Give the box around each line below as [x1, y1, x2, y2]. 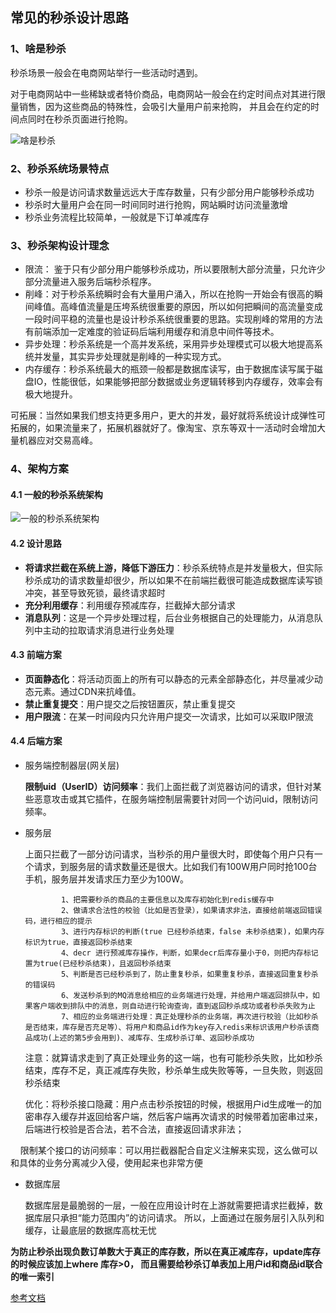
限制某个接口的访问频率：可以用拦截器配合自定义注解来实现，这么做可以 [19, 1144, 318, 1157]
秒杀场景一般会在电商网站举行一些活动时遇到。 [10, 66, 203, 78]
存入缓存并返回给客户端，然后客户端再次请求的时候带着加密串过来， [42, 1111, 323, 1123]
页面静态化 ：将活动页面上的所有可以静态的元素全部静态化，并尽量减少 [24, 673, 315, 685]
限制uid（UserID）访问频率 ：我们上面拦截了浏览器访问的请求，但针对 [24, 781, 313, 793]
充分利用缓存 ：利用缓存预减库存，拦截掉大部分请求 [24, 599, 236, 611]
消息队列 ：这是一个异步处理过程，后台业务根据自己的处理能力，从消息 [24, 611, 315, 623]
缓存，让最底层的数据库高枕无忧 [24, 1224, 157, 1237]
